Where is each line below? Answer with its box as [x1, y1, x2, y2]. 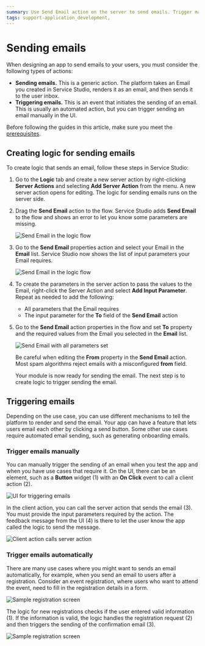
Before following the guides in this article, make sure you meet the [6, 123, 173, 131]
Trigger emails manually [6, 447, 80, 455]
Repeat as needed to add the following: [15, 294, 114, 301]
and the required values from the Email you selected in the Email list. [15, 330, 188, 338]
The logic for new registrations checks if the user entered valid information [6, 608, 195, 615]
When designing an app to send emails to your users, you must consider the [6, 61, 198, 68]
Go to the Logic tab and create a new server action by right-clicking [15, 176, 186, 183]
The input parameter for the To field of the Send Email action [24, 312, 178, 319]
